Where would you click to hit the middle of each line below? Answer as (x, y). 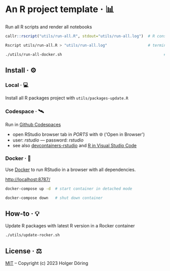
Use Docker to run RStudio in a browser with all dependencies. (71, 170)
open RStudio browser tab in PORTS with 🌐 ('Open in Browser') (79, 134)
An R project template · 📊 (60, 9)
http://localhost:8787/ (28, 179)
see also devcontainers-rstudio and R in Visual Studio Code (74, 145)
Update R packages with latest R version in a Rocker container (70, 226)
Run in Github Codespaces (33, 124)
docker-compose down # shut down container (54, 198)
